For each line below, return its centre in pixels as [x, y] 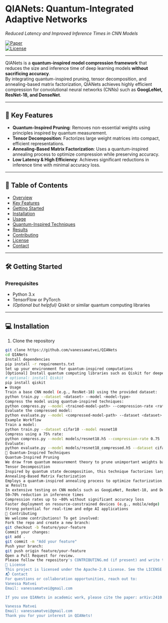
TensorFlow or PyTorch [36, 300]
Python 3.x [23, 294]
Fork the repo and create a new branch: [48, 523]
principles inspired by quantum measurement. [60, 133]
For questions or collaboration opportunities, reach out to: [71, 579]
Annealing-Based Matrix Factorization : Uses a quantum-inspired [80, 149]
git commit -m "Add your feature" [41, 541]
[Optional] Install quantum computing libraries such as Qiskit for [78, 373]
